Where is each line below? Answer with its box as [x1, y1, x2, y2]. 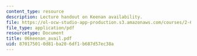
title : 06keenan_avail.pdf [6, 36, 72, 41]
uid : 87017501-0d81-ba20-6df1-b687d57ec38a [6, 41, 114, 47]
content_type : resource [6, 8, 64, 15]
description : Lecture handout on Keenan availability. [6, 14, 143, 20]
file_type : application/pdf [6, 24, 75, 31]
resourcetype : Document [6, 30, 64, 36]
